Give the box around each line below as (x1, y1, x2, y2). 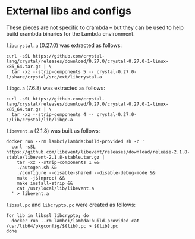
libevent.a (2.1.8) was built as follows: (6, 127, 100, 134)
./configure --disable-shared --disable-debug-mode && (17, 169, 156, 176)
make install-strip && (17, 180, 73, 186)
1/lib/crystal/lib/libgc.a (6, 117, 73, 122)
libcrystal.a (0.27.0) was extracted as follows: (6, 42, 122, 49)
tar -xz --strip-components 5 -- (11, 68, 95, 75)
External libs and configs (6, 4, 132, 18)
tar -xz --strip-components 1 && (17, 159, 100, 165)
